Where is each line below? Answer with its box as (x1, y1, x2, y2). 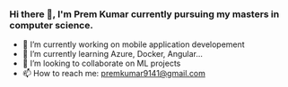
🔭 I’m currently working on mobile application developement (22, 39, 245, 50)
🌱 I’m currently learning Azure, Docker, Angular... (22, 49, 204, 59)
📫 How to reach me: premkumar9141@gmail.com (22, 68, 206, 79)
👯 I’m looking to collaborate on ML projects (22, 58, 181, 69)
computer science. (9, 19, 94, 31)
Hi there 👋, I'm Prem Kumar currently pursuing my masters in (9, 8, 280, 20)
